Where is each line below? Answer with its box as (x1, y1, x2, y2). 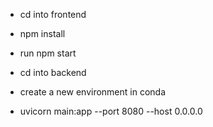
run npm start (19, 47, 77, 59)
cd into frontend (19, 9, 87, 20)
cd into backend (19, 67, 87, 78)
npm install (19, 28, 66, 39)
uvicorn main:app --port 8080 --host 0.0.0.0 (19, 105, 203, 117)
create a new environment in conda (19, 86, 167, 98)
